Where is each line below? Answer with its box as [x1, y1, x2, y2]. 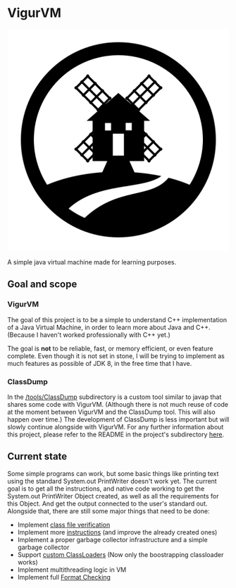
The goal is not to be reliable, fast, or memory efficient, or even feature [7, 344, 213, 353]
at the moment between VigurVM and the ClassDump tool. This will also [7, 408, 216, 416]
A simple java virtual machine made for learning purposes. [7, 257, 177, 266]
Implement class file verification [17, 520, 111, 529]
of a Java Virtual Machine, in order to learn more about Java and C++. [7, 323, 211, 331]
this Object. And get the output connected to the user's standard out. [7, 499, 208, 508]
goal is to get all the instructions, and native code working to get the [7, 484, 205, 493]
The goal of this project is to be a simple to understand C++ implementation [7, 315, 228, 324]
